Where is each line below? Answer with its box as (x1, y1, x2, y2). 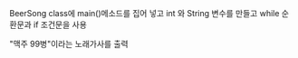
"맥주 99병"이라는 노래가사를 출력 (9, 39, 129, 49)
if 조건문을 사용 (33, 19, 88, 30)
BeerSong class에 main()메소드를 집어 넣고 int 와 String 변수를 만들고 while (9, 8, 280, 18)
